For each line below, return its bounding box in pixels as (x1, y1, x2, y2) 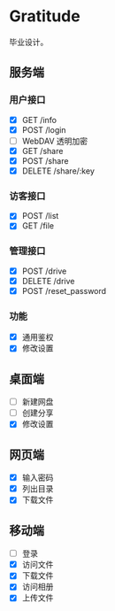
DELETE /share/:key (21, 166, 95, 176)
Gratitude (9, 6, 81, 27)
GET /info (21, 114, 57, 125)
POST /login (21, 124, 66, 135)
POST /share (21, 155, 69, 166)
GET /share (21, 145, 64, 156)
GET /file (21, 220, 55, 231)
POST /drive (21, 266, 67, 276)
